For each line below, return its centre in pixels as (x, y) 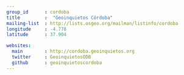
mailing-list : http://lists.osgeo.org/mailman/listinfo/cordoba (92, 23)
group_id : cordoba (38, 12)
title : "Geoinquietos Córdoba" (60, 18)
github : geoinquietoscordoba (57, 62)
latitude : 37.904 (37, 35)
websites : (19, 46)
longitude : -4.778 (37, 29)
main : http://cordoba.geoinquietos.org (73, 52)
